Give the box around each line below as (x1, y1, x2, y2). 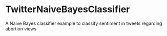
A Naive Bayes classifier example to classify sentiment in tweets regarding (5, 20, 162, 26)
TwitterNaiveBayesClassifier (5, 4, 130, 15)
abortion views (5, 25, 37, 31)
